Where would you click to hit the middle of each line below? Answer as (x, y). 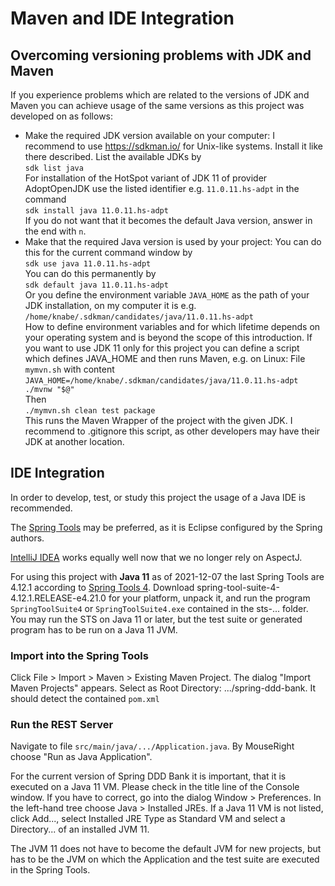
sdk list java (54, 168)
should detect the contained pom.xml (85, 699)
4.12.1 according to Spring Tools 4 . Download (102, 587)
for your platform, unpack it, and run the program (209, 598)
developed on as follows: (62, 116)
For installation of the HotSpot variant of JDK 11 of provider (146, 178)
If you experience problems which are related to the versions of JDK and (160, 95)
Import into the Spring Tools (79, 655)
